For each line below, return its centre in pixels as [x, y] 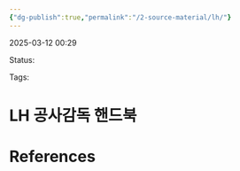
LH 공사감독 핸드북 [73, 115]
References [52, 157]
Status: [22, 59]
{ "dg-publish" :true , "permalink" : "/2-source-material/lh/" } [120, 17]
